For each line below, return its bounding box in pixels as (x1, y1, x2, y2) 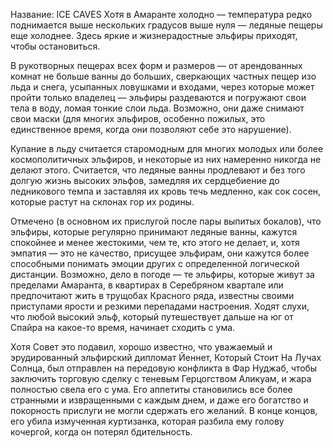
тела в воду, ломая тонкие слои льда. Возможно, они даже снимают (10, 102, 305, 114)
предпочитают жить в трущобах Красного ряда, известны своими (10, 290, 295, 301)
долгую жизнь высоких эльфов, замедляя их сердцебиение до (10, 175, 280, 186)
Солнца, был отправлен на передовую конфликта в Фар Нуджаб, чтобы (10, 362, 318, 374)
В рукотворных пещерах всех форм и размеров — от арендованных (10, 60, 303, 71)
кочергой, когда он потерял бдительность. (10, 426, 193, 438)
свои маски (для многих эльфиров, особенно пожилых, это (10, 113, 266, 124)
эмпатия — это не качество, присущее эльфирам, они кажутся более (10, 247, 310, 259)
